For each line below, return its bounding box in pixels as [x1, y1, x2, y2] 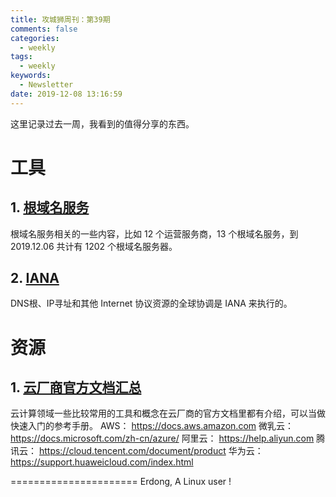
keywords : [10, 71, 52, 81]
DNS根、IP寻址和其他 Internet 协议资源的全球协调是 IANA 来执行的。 [10, 297, 293, 310]
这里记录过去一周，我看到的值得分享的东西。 [10, 117, 195, 130]
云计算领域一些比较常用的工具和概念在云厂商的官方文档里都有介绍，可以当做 [10, 407, 326, 420]
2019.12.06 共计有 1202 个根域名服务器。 [10, 240, 178, 252]
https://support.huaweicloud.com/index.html [10, 456, 194, 468]
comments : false [10, 24, 78, 34]
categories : [10, 33, 60, 43]
